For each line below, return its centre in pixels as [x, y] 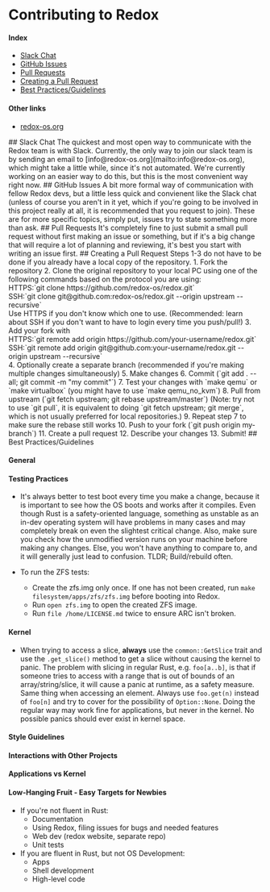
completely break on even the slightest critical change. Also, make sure [139, 531]
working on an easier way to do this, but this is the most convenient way [128, 176]
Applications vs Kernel [47, 774]
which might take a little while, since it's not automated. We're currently [127, 168]
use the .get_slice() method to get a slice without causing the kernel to [140, 658]
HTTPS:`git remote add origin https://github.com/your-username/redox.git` [133, 339]
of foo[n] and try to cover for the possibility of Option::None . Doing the [137, 701]
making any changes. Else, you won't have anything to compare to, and [139, 548]
